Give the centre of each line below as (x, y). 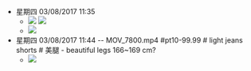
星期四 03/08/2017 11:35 (55, 11)
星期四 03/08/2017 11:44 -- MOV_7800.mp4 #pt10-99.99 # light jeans (129, 40)
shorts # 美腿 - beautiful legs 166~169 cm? (86, 50)
